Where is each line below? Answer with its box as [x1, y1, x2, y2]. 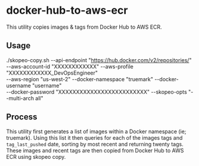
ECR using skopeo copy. [6, 153, 66, 160]
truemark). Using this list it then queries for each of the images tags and [6, 134, 183, 141]
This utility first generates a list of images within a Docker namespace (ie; [6, 128, 186, 135]
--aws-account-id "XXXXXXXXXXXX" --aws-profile [6, 63, 134, 70]
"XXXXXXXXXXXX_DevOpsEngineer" [6, 69, 98, 76]
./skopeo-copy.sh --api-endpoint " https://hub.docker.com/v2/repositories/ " [6, 56, 192, 63]
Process [6, 112, 38, 122]
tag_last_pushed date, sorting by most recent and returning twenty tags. [6, 140, 184, 147]
